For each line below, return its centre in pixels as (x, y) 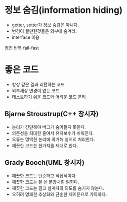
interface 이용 (26, 37)
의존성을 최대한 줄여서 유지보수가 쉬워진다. (53, 133)
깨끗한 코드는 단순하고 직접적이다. (44, 175)
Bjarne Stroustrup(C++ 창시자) (52, 114)
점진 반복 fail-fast (22, 48)
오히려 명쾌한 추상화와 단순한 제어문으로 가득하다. (59, 194)
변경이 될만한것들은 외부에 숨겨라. (44, 31)
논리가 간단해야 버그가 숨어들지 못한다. (49, 127)
